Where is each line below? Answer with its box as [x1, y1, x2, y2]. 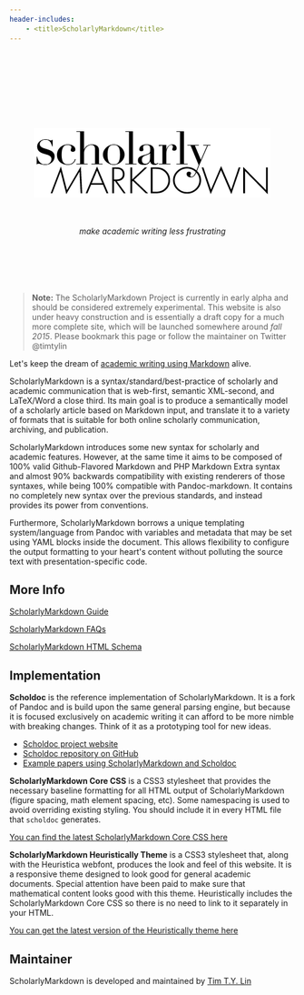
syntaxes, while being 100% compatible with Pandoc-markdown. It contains [9, 480, 293, 491]
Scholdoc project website [22, 739, 119, 749]
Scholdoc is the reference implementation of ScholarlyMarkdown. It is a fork [9, 692, 296, 703]
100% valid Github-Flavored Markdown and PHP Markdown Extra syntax [9, 460, 281, 472]
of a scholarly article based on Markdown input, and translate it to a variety [9, 405, 290, 416]
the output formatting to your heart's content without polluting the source [9, 546, 283, 557]
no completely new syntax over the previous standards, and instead [9, 489, 263, 500]
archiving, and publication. [9, 424, 109, 435]
